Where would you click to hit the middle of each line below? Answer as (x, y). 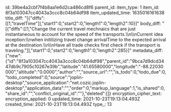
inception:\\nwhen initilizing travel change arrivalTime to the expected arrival (86, 40)
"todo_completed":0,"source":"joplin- (45, 77)
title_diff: (15, 18)
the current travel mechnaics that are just (93, 29)
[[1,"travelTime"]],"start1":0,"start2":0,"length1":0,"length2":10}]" (72, 23)
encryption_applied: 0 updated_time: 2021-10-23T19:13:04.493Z (73, 99)
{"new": (14, 56)
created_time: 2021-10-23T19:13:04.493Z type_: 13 (59, 104)
